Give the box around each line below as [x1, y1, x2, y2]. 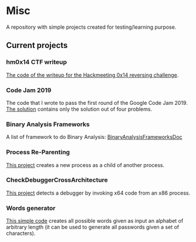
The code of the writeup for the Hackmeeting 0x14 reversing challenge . [6, 71, 179, 79]
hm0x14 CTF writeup [6, 58, 67, 66]
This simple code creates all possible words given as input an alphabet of [6, 217, 184, 224]
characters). [6, 230, 36, 237]
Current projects [6, 40, 68, 50]
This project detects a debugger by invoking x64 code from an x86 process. [6, 189, 191, 196]
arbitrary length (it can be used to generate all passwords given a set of [6, 224, 180, 231]
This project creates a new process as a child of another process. [6, 161, 165, 168]
